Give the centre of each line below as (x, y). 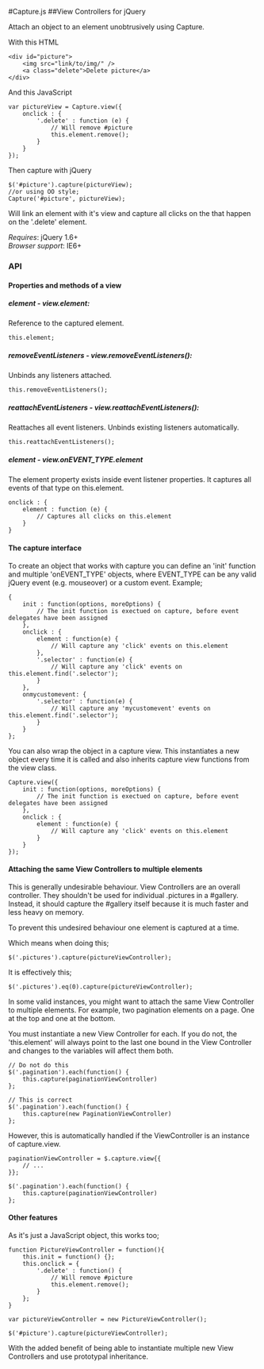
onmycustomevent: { (55, 694)
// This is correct (40, 1100)
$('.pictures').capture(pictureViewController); (90, 957)
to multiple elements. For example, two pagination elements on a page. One (132, 1010)
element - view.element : (49, 303)
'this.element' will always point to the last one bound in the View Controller (130, 1042)
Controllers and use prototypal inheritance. (78, 1356)
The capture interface (45, 548)
